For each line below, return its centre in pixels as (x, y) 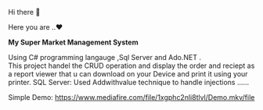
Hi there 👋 (24, 12)
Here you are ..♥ (36, 27)
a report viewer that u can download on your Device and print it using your (128, 74)
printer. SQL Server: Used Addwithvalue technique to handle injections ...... (129, 82)
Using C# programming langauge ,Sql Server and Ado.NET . (105, 57)
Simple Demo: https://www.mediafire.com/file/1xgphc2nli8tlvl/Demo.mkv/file (131, 97)
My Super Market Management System (73, 42)
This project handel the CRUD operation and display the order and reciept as (131, 66)
